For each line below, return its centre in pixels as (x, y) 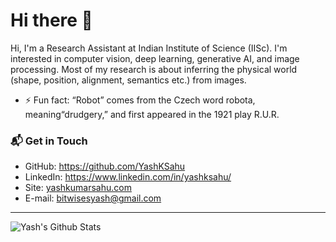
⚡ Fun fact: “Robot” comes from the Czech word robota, (140, 100)
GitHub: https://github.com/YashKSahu (105, 166)
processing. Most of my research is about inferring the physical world (154, 69)
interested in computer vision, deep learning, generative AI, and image (155, 58)
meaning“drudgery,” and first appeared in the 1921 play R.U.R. (152, 114)
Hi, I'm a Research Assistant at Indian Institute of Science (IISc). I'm (149, 48)
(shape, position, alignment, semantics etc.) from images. (128, 80)
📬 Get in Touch (49, 141)
